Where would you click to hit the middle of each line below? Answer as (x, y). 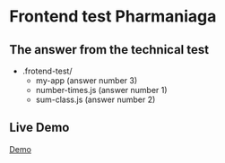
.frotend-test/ (47, 71)
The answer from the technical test (109, 50)
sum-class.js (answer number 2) (95, 99)
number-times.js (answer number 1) (101, 90)
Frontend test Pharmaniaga (113, 17)
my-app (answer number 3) (87, 81)
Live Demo (39, 128)
